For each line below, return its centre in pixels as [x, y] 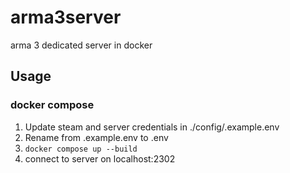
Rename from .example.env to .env [96, 137]
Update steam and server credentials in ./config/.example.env [152, 127]
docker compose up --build [81, 149]
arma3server [66, 17]
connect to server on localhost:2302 [100, 158]
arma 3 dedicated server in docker [81, 45]
